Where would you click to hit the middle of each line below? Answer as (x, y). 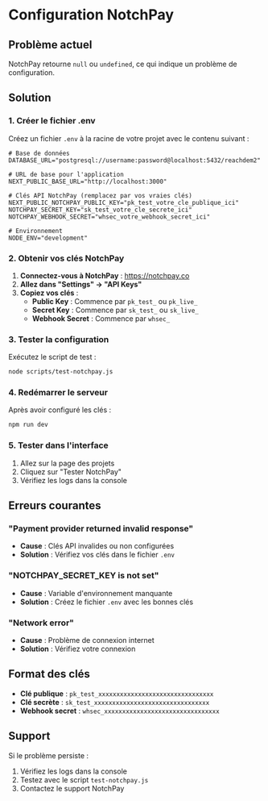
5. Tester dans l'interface (58, 445)
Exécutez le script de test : (52, 357)
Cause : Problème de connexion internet (87, 640)
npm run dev (28, 425)
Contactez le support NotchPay (72, 788)
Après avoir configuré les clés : (60, 410)
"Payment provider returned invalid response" (101, 528)
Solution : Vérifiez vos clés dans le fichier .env (97, 555)
